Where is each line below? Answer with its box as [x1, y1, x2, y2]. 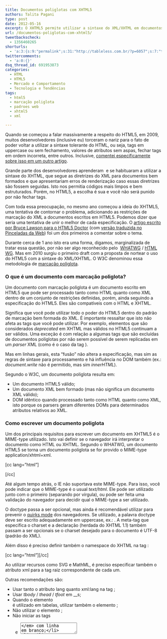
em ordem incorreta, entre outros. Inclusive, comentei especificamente [5, 153, 151, 159]
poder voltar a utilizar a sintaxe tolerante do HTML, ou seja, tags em [5, 142, 144, 148]
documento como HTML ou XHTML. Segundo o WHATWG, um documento [5, 442, 158, 448]
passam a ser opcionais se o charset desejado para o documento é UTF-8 [5, 528, 158, 534]
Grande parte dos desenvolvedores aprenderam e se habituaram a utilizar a [5, 167, 162, 173]
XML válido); [12, 392, 39, 398]
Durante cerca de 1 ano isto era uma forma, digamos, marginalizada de [5, 240, 150, 245]
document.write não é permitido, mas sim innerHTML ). [5, 362, 117, 368]
